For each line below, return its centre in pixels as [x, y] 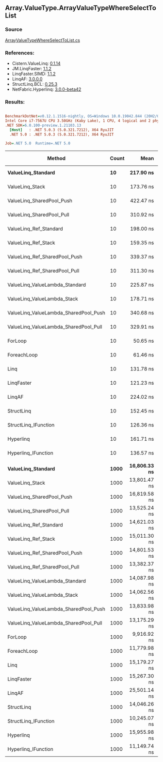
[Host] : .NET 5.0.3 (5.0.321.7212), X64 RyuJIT [62, 130]
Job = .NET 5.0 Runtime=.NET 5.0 [38, 143]
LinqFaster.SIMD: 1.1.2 [34, 74]
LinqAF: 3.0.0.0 [27, 79]
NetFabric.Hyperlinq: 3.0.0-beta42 [47, 89]
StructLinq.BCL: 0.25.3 [35, 84]
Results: [15, 102]
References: [20, 53]
